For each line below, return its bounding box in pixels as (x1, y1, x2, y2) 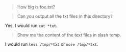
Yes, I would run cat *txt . (5, 23, 58, 28)
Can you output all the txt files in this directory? (17, 13, 113, 19)
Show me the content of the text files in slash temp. (17, 32, 121, 38)
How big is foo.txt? (17, 4, 55, 10)
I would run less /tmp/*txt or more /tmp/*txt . (5, 41, 99, 47)
